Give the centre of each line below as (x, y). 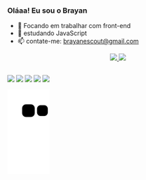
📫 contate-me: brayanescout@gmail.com (78, 41)
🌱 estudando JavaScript (52, 33)
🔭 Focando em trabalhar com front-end (74, 26)
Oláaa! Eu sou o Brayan (47, 11)
